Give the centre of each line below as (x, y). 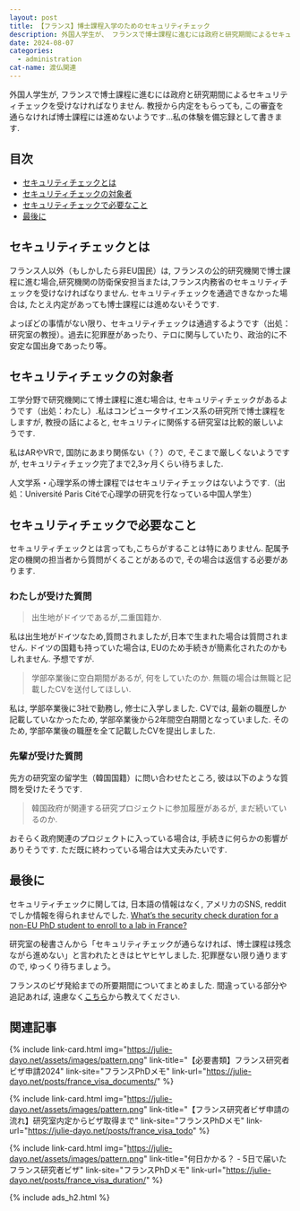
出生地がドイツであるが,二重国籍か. (96, 618)
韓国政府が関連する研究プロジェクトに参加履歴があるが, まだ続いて (155, 808)
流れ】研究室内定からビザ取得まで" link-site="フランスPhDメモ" (127, 1121)
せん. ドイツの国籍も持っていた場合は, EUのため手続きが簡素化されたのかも (149, 648)
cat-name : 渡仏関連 (43, 68)
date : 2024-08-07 (42, 43)
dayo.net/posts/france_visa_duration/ (78, 1180)
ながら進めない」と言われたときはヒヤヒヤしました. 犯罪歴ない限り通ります (149, 955)
